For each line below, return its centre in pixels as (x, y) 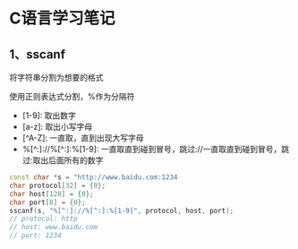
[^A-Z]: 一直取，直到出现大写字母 (83, 138)
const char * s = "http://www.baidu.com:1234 (94, 177)
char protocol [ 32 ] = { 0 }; (57, 185)
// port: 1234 (36, 236)
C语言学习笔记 (62, 18)
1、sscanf (37, 54)
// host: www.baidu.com (54, 228)
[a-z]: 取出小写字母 (57, 127)
